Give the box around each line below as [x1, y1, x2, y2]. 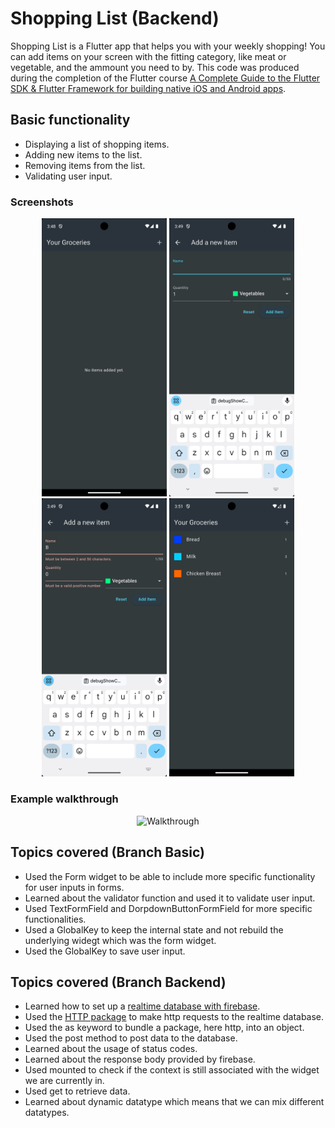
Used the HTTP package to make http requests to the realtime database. [24, 1011, 325, 1023]
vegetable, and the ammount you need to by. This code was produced [10, 61, 300, 73]
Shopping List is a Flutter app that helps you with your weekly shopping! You [10, 40, 326, 52]
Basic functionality [10, 112, 131, 129]
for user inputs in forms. [24, 881, 125, 893]
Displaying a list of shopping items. [24, 138, 170, 150]
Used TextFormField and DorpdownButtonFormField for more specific [24, 902, 313, 914]
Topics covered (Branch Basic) [10, 844, 205, 861]
